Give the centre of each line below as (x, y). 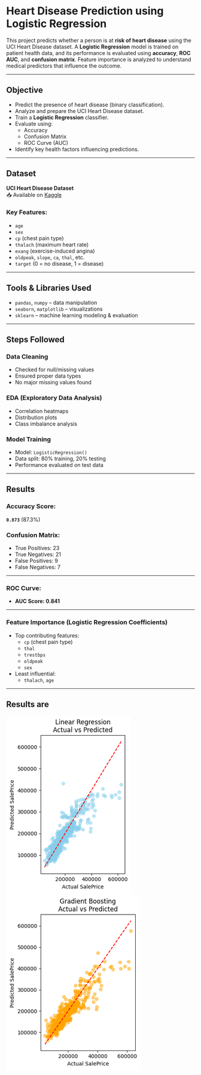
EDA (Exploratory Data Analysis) (54, 398)
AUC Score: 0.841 (37, 601)
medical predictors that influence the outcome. (64, 66)
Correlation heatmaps (42, 411)
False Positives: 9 (36, 560)
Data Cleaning (27, 356)
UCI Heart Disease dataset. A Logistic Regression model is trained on (92, 47)
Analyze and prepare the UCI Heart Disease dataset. (80, 111)
